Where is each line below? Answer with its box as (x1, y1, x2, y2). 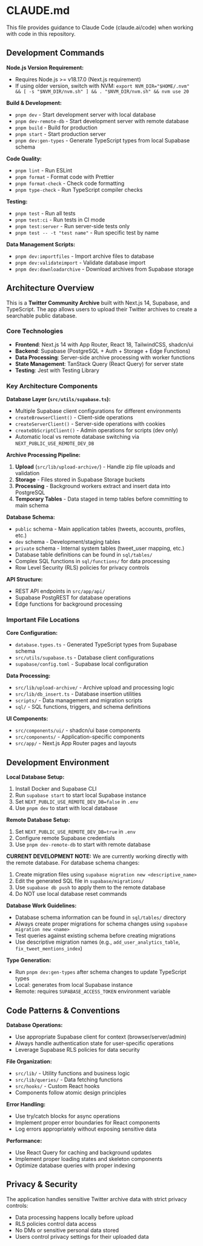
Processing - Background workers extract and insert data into (15, 482, 171, 490)
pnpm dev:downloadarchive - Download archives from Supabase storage (15, 265, 194, 273)
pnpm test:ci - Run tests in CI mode (15, 216, 105, 223)
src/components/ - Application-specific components (15, 733, 145, 740)
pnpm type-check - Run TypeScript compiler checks (15, 186, 143, 193)
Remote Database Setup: (6, 816, 71, 824)
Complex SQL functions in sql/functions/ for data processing (15, 558, 170, 565)
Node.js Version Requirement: (6, 64, 84, 71)
